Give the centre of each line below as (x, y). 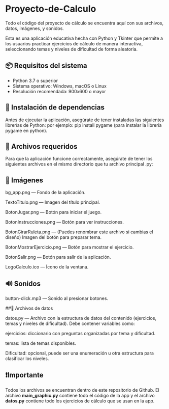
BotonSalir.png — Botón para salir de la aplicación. (58, 257)
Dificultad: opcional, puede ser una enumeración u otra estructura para (79, 353)
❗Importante (24, 375)
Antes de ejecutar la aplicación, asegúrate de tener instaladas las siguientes (85, 120)
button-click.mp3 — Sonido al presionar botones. (57, 298)
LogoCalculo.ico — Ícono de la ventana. (47, 267)
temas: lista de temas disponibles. (41, 343)
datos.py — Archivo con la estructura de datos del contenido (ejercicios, (81, 318)
